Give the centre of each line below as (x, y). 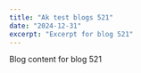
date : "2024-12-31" (46, 26)
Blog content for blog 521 (56, 60)
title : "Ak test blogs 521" (62, 17)
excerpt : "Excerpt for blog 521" (71, 34)
